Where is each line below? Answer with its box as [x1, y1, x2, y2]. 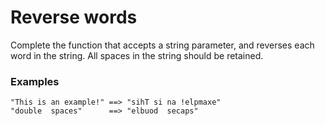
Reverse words [10, 6, 138, 29]
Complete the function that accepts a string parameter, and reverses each [10, 39, 315, 51]
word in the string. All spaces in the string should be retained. [10, 49, 264, 61]
